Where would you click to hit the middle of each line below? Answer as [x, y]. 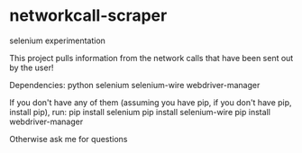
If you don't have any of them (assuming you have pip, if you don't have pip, [151, 102]
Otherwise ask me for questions [69, 139]
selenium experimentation [58, 40]
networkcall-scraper [88, 16]
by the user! [32, 67]
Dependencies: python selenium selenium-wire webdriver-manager [135, 85]
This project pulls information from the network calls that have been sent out [151, 58]
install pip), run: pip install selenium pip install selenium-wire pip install [140, 112]
